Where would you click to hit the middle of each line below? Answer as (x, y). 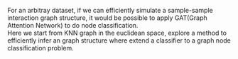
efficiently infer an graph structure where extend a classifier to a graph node (119, 41)
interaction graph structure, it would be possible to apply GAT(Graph (107, 18)
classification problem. (40, 48)
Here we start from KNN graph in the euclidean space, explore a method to (117, 33)
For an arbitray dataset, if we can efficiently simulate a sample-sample (110, 10)
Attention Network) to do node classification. (73, 25)
